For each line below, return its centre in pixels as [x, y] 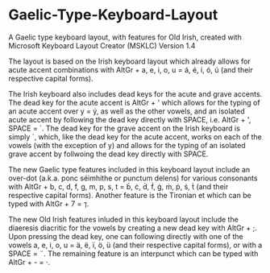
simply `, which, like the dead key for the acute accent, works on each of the [135, 136]
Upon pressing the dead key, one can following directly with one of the [126, 236]
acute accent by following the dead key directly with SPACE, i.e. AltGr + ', [130, 119]
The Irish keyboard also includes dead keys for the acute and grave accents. [135, 93]
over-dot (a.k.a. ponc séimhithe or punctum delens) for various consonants [133, 178]
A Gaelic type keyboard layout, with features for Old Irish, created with [125, 37]
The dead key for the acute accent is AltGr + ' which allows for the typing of [134, 102]
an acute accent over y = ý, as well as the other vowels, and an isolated [127, 111]
